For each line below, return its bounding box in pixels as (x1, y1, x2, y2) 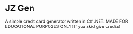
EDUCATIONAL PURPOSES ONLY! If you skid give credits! (5, 23, 121, 29)
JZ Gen (5, 3, 35, 14)
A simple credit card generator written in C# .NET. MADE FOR (5, 18, 128, 24)
